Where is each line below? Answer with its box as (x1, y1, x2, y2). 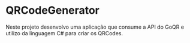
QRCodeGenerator (5, 4, 99, 17)
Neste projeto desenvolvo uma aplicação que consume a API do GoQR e (5, 23, 184, 30)
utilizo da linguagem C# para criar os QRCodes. (5, 29, 123, 36)
